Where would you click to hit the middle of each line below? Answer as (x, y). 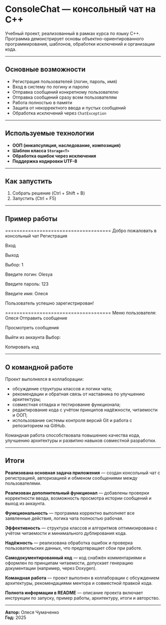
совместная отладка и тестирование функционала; (66, 405)
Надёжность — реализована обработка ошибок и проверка (69, 543)
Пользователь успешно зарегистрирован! (49, 303)
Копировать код (22, 347)
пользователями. (23, 483)
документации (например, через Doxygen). (51, 568)
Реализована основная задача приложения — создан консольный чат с (83, 473)
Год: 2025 (16, 617)
